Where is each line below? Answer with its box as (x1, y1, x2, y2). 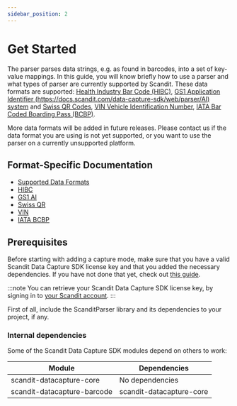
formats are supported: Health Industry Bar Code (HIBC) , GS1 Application (7, 87, 221, 96)
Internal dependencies (7, 331, 87, 341)
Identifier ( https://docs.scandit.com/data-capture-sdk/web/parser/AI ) (7, 94, 210, 103)
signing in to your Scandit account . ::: (7, 292, 116, 300)
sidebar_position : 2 (7, 10, 69, 18)
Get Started (7, 40, 76, 57)
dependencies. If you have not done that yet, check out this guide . (7, 270, 201, 279)
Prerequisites (7, 236, 68, 248)
